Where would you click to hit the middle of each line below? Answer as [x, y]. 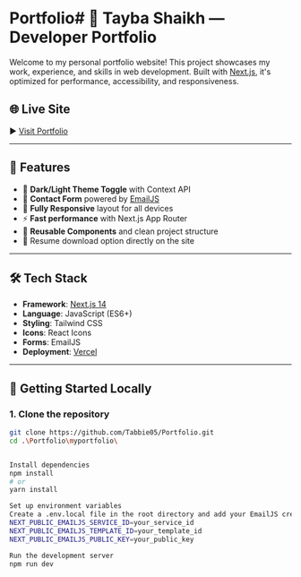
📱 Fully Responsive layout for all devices [98, 208]
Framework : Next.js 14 [64, 305]
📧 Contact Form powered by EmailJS [90, 198]
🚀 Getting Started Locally [81, 388]
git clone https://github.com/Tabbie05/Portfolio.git [112, 433]
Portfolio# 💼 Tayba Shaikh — [117, 18]
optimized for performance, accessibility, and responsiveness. [124, 81]
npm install [31, 473]
